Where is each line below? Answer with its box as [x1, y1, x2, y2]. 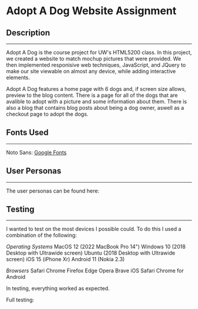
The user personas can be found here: [6, 187, 100, 194]
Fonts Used [6, 128, 49, 138]
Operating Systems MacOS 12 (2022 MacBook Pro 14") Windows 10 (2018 [6, 243, 186, 251]
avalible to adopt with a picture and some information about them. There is [6, 98, 187, 105]
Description [6, 28, 50, 38]
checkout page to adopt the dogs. [6, 110, 88, 118]
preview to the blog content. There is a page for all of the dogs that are [6, 92, 178, 99]
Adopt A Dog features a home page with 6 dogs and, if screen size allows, [6, 86, 187, 92]
